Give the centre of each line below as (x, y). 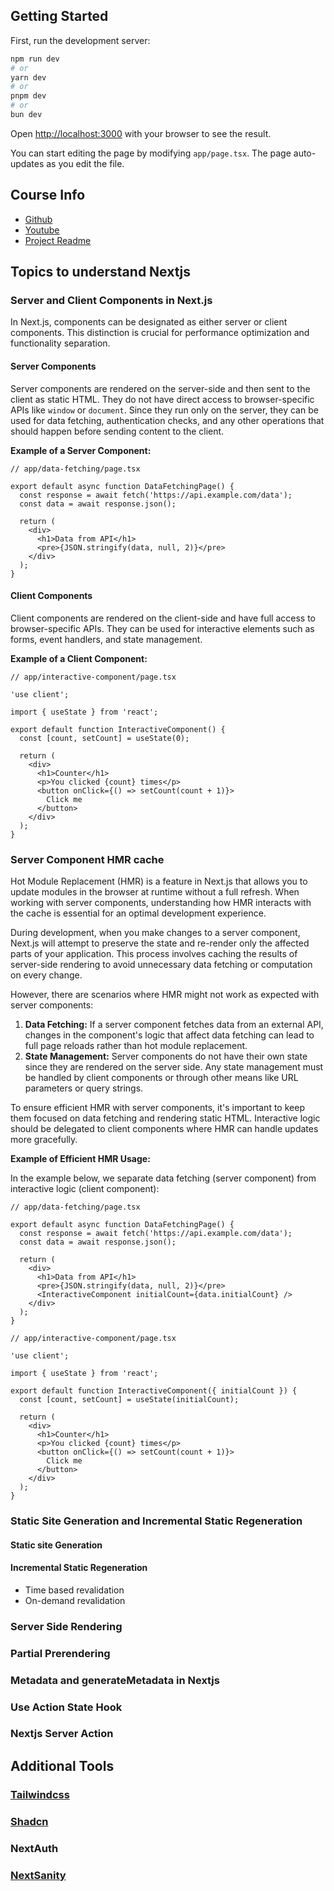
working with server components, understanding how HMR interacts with (161, 903)
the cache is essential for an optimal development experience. (138, 913)
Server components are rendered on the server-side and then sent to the (160, 388)
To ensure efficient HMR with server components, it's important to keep (157, 1108)
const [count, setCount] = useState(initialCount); (129, 1400)
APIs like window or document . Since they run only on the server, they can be (164, 410)
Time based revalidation (74, 1590)
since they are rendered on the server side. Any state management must (174, 1067)
